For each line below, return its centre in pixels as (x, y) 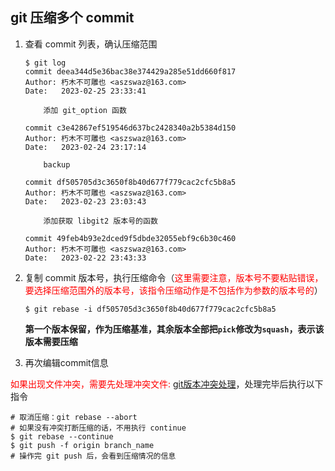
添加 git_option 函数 (85, 110)
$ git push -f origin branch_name (82, 445)
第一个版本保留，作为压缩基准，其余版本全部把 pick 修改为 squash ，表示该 (174, 329)
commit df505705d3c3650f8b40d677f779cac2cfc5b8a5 (130, 182)
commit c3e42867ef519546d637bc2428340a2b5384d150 (130, 128)
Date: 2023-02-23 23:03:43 (85, 201)
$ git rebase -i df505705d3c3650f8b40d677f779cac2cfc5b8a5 (150, 309)
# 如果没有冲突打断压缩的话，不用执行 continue (98, 428)
